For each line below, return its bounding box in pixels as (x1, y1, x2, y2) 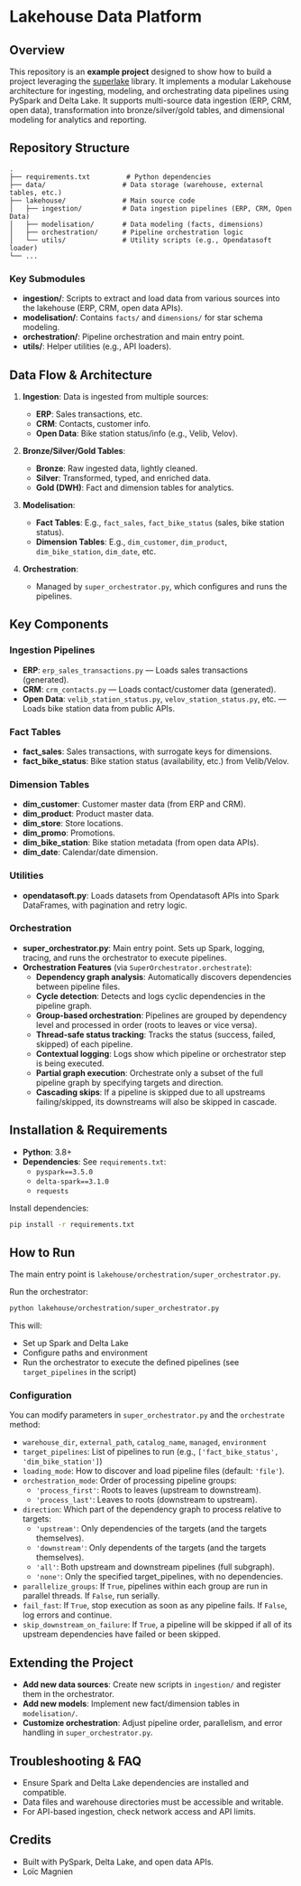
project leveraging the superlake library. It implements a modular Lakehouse (9, 76, 292, 87)
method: (9, 1419, 41, 1430)
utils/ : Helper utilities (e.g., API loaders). (22, 341, 172, 352)
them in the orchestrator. (22, 1689, 114, 1700)
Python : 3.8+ (22, 1146, 72, 1157)
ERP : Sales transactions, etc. (35, 409, 142, 420)
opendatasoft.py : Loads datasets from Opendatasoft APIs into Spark (22, 890, 279, 901)
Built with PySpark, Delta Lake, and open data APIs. (22, 1856, 214, 1867)
